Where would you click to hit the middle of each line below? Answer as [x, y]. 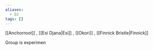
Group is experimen [26, 43]
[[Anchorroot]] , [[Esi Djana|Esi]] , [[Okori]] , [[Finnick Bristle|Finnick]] [77, 33]
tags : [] [14, 19]
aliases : [14, 10]
